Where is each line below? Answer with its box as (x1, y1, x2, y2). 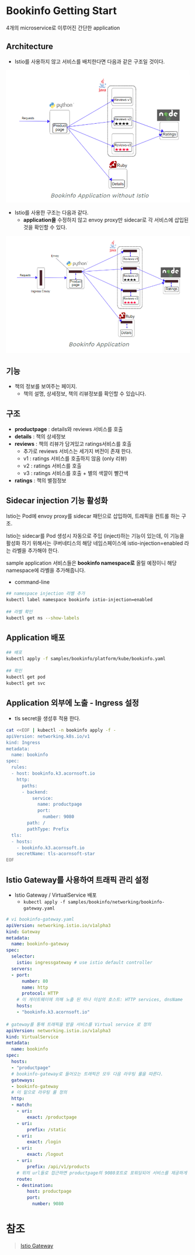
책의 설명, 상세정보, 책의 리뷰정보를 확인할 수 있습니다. (23, 390, 147, 397)
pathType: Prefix (27, 826, 69, 832)
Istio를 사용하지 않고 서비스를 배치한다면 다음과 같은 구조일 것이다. (14, 57, 165, 65)
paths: (21, 783, 38, 789)
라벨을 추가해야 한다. (12, 547, 60, 554)
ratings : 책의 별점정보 (14, 477, 67, 484)
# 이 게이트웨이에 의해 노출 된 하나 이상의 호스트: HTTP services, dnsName (16, 997, 183, 1003)
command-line (14, 578, 50, 585)
